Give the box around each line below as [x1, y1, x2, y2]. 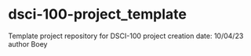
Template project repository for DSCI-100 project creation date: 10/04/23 [8, 31, 244, 40]
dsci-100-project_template [8, 5, 187, 23]
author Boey [8, 39, 48, 48]
